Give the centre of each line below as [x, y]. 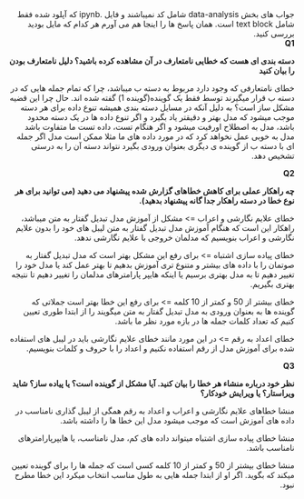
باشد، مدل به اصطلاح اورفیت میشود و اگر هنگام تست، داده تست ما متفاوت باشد [160, 127]
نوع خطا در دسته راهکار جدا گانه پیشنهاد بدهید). [216, 200]
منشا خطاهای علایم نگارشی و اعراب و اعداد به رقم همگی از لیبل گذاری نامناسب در [155, 411]
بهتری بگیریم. [272, 284]
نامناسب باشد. [270, 448]
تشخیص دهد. [273, 155]
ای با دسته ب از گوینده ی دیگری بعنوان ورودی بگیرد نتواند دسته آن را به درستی [162, 146]
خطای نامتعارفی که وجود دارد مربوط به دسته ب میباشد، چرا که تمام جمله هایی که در [152, 88]
